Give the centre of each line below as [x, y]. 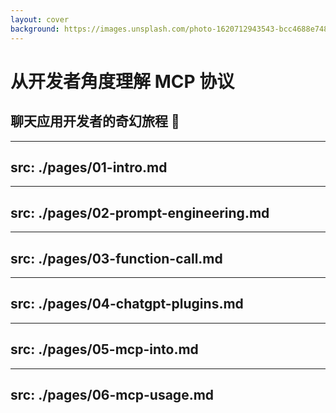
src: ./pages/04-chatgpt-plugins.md [127, 304]
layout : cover [40, 19]
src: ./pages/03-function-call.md [116, 258]
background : [35, 29]
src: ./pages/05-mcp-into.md [104, 349]
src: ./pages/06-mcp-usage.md [112, 394]
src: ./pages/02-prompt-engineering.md [140, 212]
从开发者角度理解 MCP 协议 [122, 81]
